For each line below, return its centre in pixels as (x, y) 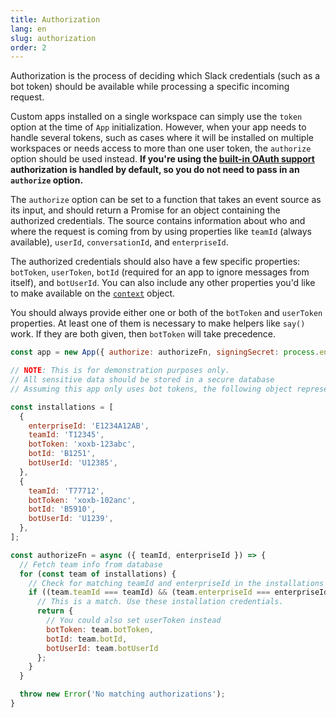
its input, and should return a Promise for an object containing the (145, 210)
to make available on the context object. (93, 293)
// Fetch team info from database (91, 564)
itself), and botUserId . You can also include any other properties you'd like (163, 283)
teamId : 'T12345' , (66, 435)
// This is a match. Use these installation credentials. (160, 602)
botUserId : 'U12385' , (73, 463)
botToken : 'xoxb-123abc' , (82, 444)
